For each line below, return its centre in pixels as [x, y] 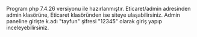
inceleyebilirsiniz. [28, 27]
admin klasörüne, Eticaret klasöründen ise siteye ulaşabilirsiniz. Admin [93, 15]
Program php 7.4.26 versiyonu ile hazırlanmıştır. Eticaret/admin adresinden [98, 9]
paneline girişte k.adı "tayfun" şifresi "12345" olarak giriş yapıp [84, 21]
